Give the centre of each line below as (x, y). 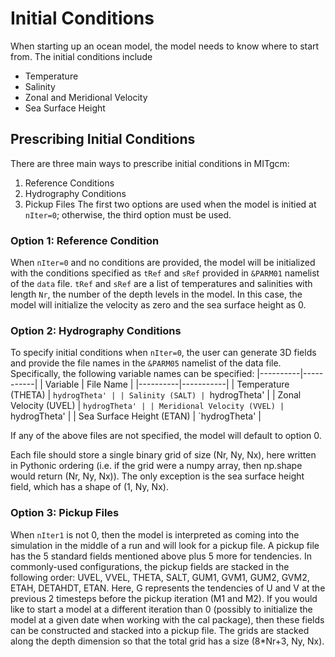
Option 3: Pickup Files (65, 513)
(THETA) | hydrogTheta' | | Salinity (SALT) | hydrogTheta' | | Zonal (156, 395)
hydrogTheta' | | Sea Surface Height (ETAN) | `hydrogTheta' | (136, 416)
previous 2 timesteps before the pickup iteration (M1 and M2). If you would (164, 598)
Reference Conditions (69, 183)
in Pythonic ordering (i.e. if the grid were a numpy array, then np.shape (156, 466)
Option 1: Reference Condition (85, 240)
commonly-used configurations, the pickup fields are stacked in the (150, 566)
